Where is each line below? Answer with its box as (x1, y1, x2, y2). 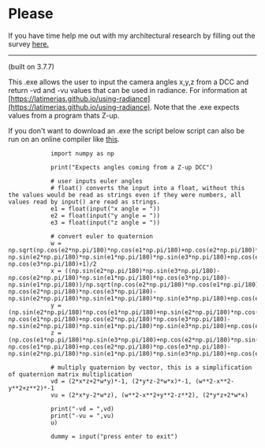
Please (8, 5, 54, 23)
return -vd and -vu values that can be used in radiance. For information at (8, 85, 248, 95)
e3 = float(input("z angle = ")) (50, 218, 160, 226)
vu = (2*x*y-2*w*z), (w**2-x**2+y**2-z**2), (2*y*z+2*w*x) (50, 391, 248, 399)
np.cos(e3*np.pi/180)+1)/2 (8, 259, 97, 268)
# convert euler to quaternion (50, 232, 154, 241)
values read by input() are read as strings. (8, 198, 160, 206)
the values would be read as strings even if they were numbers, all (8, 191, 242, 199)
